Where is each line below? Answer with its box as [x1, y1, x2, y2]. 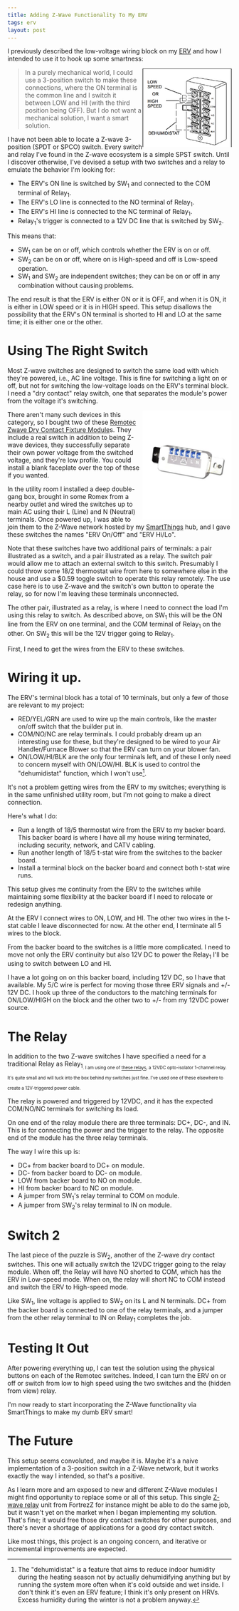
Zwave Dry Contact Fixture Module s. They [7, 425, 132, 434]
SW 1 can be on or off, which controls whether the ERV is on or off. [17, 246, 211, 256]
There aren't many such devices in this [7, 410, 121, 418]
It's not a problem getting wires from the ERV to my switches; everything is [7, 783, 226, 791]
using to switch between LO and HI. [7, 959, 112, 968]
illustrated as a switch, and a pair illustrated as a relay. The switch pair [7, 551, 213, 560]
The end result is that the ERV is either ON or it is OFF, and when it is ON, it [7, 294, 227, 303]
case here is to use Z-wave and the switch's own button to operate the [7, 582, 215, 590]
